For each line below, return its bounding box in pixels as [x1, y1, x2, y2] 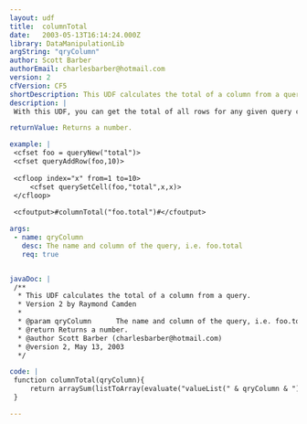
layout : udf [9, 13, 55, 23]
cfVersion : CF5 [9, 81, 68, 90]
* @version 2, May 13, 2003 [17, 342, 125, 352]
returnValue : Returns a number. [9, 123, 132, 132]
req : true [21, 249, 59, 259]
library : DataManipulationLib [9, 38, 125, 48]
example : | [9, 140, 51, 149]
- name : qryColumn [13, 233, 84, 242]
